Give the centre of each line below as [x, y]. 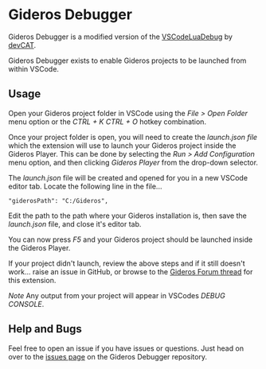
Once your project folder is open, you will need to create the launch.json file [133, 137]
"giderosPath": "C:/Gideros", [59, 200]
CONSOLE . [26, 304]
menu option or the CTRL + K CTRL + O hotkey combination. [108, 122]
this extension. [32, 280]
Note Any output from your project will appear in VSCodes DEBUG [117, 295]
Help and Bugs [45, 329]
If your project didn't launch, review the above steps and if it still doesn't [127, 263]
